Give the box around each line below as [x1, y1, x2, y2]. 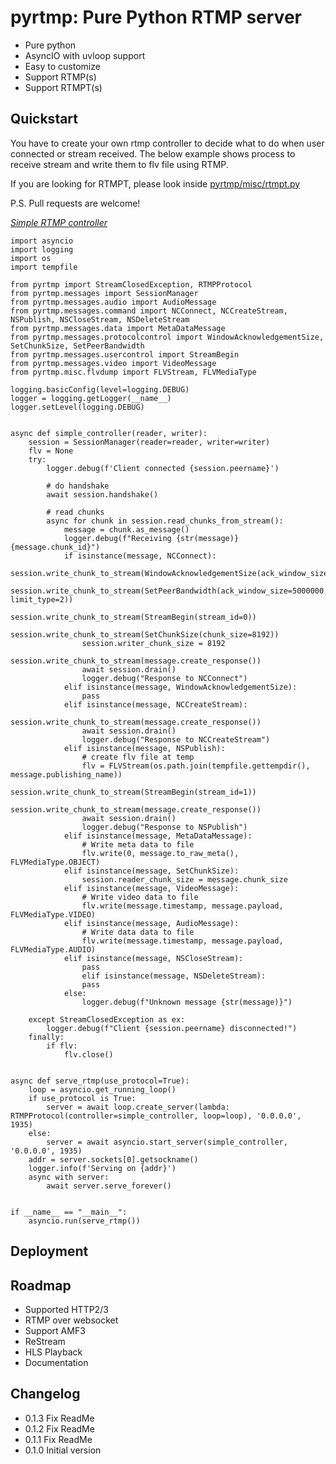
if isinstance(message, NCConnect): [63, 551, 217, 561]
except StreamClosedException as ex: [28, 1014, 186, 1025]
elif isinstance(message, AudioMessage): [63, 918, 240, 928]
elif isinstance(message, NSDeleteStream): [81, 971, 267, 981]
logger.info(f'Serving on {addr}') [28, 1163, 177, 1173]
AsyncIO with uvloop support [24, 49, 146, 61]
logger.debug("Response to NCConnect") [81, 673, 248, 683]
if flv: [46, 1041, 78, 1051]
